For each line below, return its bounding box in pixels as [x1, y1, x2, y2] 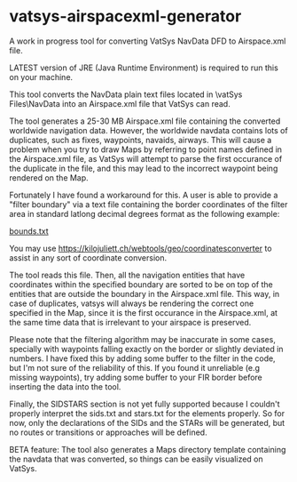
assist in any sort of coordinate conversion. [9, 252, 168, 263]
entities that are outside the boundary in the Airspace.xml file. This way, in [9, 288, 280, 299]
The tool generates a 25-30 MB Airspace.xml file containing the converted [9, 116, 281, 126]
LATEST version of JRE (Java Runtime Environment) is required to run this [9, 62, 279, 73]
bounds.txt [9, 225, 49, 237]
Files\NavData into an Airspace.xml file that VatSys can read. [9, 98, 231, 108]
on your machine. [9, 71, 74, 82]
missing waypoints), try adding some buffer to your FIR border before [9, 372, 263, 382]
